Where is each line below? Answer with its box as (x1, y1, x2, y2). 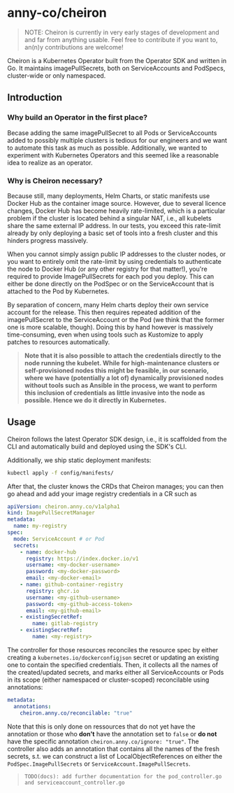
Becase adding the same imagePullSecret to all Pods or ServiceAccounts (7, 128, 217, 137)
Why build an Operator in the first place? (7, 113, 148, 122)
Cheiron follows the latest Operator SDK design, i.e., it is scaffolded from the (7, 435, 227, 443)
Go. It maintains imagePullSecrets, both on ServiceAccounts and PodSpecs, (7, 64, 226, 72)
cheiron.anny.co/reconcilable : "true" (20, 709, 133, 717)
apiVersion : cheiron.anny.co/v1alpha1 (7, 503, 120, 510)
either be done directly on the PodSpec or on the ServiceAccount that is (7, 279, 214, 288)
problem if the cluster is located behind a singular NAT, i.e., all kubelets (7, 213, 212, 222)
